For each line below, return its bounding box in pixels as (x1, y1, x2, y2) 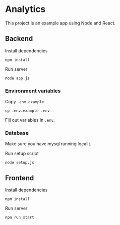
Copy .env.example (5, 99, 44, 105)
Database (5, 129, 29, 136)
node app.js (5, 76, 30, 81)
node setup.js (5, 160, 35, 165)
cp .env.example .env (5, 108, 50, 113)
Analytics (5, 3, 46, 15)
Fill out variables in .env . (5, 117, 55, 123)
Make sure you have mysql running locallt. (5, 141, 92, 147)
